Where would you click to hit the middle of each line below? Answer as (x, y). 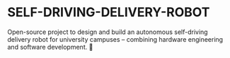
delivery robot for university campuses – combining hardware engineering (115, 39)
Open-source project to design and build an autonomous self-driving (108, 32)
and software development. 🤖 (50, 47)
